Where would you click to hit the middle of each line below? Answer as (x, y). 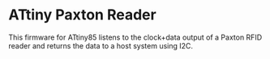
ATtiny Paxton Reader (82, 15)
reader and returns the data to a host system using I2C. (101, 45)
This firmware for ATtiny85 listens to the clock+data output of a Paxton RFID (135, 37)
